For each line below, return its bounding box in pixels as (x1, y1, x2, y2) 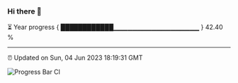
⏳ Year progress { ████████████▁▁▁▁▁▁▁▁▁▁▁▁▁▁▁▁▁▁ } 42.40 (7, 23, 223, 31)
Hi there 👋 (7, 6, 42, 16)
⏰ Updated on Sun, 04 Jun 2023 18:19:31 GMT (7, 53, 143, 62)
